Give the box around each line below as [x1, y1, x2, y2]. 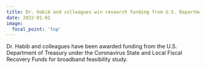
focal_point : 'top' [12, 26, 62, 32]
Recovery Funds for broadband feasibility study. [6, 56, 128, 63]
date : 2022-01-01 [6, 15, 51, 21]
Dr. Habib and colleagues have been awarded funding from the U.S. [6, 43, 177, 50]
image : [6, 20, 23, 26]
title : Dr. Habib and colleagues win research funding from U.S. [6, 9, 177, 15]
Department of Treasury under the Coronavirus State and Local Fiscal [6, 49, 183, 57]
